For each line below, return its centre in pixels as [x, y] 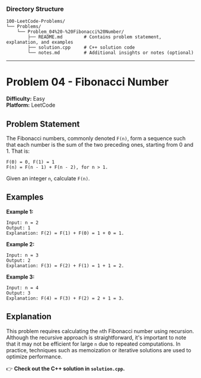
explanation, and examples [40, 43]
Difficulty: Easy [26, 99]
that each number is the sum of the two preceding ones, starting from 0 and [100, 145]
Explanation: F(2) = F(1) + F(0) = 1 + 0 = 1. [65, 233]
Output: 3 [19, 293]
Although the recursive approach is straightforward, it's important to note [96, 337]
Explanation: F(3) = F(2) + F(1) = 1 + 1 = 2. [65, 265]
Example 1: [20, 211]
